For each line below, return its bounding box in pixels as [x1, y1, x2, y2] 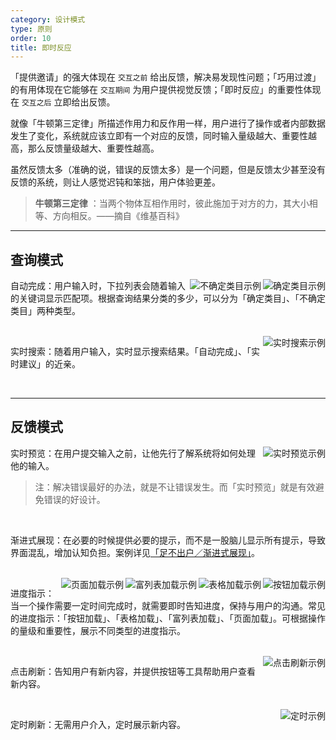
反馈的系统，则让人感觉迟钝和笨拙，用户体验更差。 [10, 176, 221, 188]
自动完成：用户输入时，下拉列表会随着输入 [10, 280, 186, 292]
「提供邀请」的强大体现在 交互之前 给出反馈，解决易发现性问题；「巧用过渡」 [10, 71, 322, 83]
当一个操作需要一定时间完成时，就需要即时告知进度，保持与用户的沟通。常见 [10, 599, 326, 611]
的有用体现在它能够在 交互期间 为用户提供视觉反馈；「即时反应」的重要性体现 [10, 84, 322, 96]
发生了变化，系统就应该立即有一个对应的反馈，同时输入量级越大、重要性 [10, 130, 308, 142]
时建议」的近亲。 [10, 358, 81, 370]
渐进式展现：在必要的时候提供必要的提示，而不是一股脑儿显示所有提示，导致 [10, 534, 326, 546]
